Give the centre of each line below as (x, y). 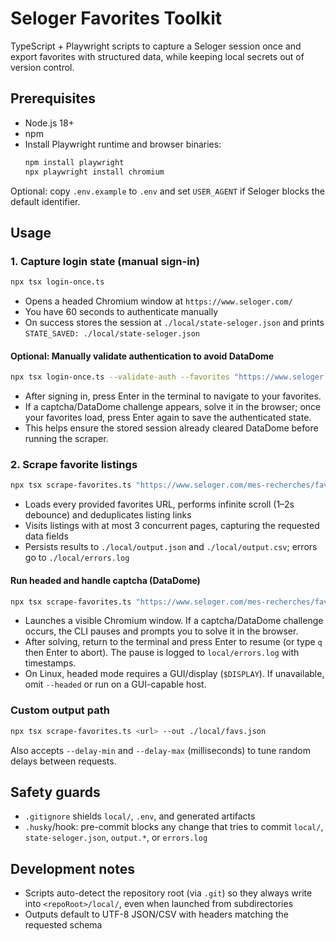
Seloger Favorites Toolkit (116, 18)
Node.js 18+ (49, 123)
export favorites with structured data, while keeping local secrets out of (157, 56)
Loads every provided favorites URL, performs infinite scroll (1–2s (159, 504)
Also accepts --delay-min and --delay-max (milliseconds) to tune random (160, 750)
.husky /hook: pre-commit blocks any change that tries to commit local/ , (174, 827)
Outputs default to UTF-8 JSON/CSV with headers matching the (157, 914)
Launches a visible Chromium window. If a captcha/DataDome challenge (174, 621)
